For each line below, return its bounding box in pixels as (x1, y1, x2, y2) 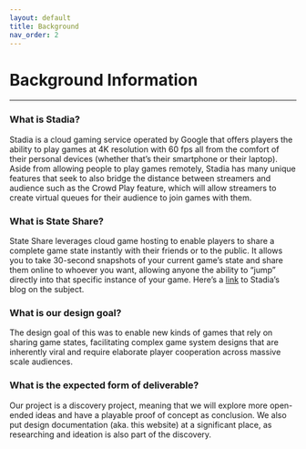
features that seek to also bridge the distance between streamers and (9, 172, 271, 183)
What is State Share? (9, 215, 105, 228)
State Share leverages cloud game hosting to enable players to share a (9, 235, 275, 246)
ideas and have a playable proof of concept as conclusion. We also (35, 409, 287, 420)
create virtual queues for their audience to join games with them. (9, 192, 252, 203)
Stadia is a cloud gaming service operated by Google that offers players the (9, 134, 293, 145)
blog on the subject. (9, 283, 85, 294)
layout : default (9, 13, 71, 23)
